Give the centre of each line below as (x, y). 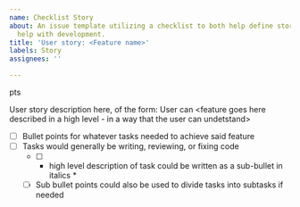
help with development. (61, 34)
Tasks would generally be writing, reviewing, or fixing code (130, 146)
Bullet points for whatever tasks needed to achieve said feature (138, 136)
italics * (63, 176)
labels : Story (36, 51)
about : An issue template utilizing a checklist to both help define (142, 26)
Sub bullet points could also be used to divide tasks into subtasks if (159, 185)
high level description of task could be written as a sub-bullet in (166, 166)
